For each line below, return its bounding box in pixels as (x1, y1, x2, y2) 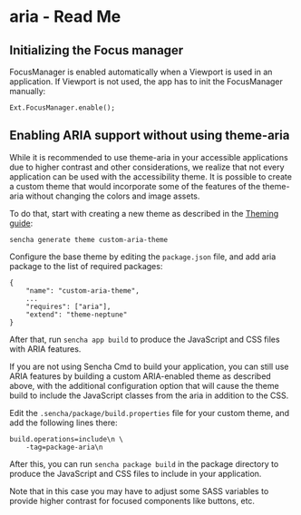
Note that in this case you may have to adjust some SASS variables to (9, 485, 269, 496)
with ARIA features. (9, 343, 82, 355)
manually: (9, 86, 46, 96)
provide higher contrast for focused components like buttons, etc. (9, 495, 256, 506)
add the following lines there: (9, 417, 118, 428)
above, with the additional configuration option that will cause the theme (9, 380, 279, 391)
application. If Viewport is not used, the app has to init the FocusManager (9, 76, 284, 87)
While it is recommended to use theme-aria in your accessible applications (9, 151, 288, 162)
